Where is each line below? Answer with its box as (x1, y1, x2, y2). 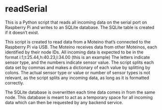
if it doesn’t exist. (5, 29, 40, 35)
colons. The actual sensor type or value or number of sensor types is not (5, 69, 150, 75)
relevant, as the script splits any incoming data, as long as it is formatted (5, 75, 149, 81)
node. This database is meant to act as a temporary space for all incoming (5, 94, 153, 100)
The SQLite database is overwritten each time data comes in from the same (5, 89, 156, 95)
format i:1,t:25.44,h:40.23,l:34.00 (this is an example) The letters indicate (5, 54, 150, 60)
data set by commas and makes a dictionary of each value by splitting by (5, 64, 151, 70)
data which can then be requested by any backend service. (5, 99, 123, 105)
